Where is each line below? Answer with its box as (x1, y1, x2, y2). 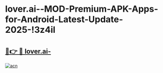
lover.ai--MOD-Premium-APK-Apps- (5, 3, 159, 15)
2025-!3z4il (5, 24, 56, 35)
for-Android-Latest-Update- (5, 14, 123, 25)
